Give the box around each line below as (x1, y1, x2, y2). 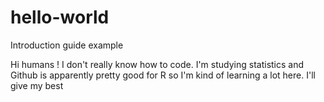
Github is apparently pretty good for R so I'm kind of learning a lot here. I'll (10, 69, 316, 81)
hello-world (10, 6, 110, 29)
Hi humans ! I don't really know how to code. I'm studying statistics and (10, 58, 305, 70)
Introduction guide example (10, 39, 124, 51)
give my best (10, 79, 64, 91)
